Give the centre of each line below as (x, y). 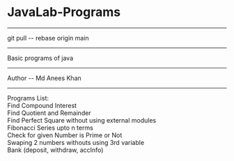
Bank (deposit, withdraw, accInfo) (55, 150)
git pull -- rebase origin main (48, 38)
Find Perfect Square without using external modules (82, 120)
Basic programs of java (40, 58)
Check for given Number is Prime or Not (65, 135)
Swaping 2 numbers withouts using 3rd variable (76, 142)
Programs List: (28, 98)
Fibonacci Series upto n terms (50, 128)
